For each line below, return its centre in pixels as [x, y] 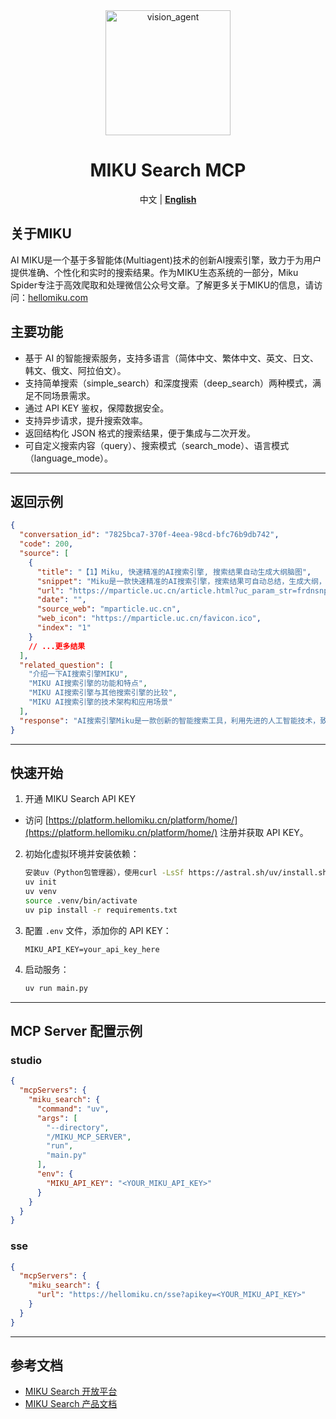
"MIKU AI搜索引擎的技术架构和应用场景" [100, 702]
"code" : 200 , [46, 544]
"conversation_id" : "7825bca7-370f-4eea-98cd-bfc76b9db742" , [149, 535]
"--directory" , [78, 1127]
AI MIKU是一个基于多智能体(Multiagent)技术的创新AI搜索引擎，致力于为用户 [166, 260]
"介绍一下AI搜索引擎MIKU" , [78, 674]
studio [26, 1060]
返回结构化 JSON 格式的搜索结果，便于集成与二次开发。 [140, 433]
